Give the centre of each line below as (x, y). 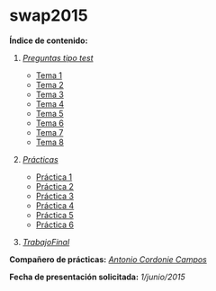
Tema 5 (50, 113)
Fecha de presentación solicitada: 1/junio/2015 (98, 277)
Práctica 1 (54, 177)
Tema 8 (50, 142)
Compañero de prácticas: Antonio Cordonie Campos (108, 259)
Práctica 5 (54, 215)
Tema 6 (50, 123)
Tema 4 (50, 103)
